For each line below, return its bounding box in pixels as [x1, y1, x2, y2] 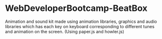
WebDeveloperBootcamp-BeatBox [5, 3, 147, 14]
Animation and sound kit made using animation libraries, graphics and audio [5, 19, 157, 24]
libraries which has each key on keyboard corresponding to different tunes [5, 23, 155, 29]
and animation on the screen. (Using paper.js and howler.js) [5, 29, 125, 34]
